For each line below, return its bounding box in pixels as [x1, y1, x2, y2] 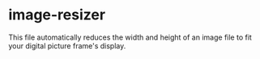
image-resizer [8, 6, 106, 24]
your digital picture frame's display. [8, 40, 126, 50]
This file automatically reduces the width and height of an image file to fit [8, 32, 253, 42]
